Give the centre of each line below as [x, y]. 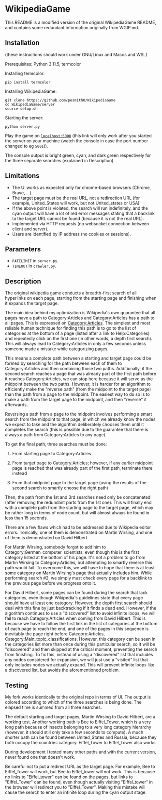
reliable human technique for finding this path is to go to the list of [71, 328]
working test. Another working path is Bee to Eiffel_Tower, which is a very [78, 722]
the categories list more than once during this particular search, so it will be [80, 644]
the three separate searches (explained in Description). [60, 160]
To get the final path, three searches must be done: [56, 444]
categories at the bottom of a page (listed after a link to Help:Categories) [77, 333]
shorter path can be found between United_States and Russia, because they [81, 737]
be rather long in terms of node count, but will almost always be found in [77, 513]
